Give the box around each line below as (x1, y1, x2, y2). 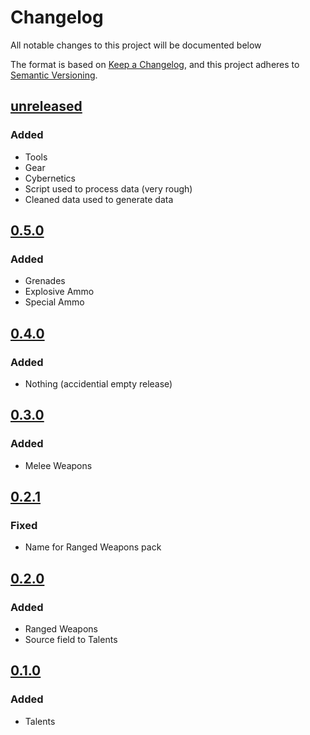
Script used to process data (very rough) (24, 182, 193, 195)
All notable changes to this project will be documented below (10, 39, 262, 51)
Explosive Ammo (24, 286, 95, 298)
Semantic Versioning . (10, 69, 98, 81)
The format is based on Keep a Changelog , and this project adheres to (10, 58, 300, 70)
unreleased (10, 98, 83, 115)
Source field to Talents (24, 634, 118, 646)
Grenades (24, 275, 66, 287)
